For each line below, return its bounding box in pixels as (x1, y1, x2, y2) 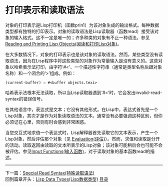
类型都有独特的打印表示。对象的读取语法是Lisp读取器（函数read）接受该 (5, 28, 155, 34)
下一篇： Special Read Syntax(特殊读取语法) (5, 169, 95, 175)
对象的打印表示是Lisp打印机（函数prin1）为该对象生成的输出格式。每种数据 (5, 22, 159, 28)
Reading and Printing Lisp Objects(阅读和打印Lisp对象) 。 (5, 40, 122, 46)
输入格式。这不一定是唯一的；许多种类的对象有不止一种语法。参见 (13, 34, 150, 40)
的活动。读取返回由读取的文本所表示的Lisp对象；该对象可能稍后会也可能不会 (5, 142, 163, 148)
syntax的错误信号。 (5, 95, 45, 101)
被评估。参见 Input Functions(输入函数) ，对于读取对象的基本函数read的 (5, 148, 150, 154)
